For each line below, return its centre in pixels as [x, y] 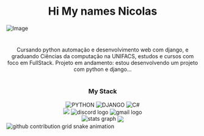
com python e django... [103, 69]
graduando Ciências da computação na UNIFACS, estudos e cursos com [103, 56]
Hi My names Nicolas [103, 11]
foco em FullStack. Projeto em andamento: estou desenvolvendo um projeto [103, 63]
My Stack [103, 91]
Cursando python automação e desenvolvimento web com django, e [103, 50]
